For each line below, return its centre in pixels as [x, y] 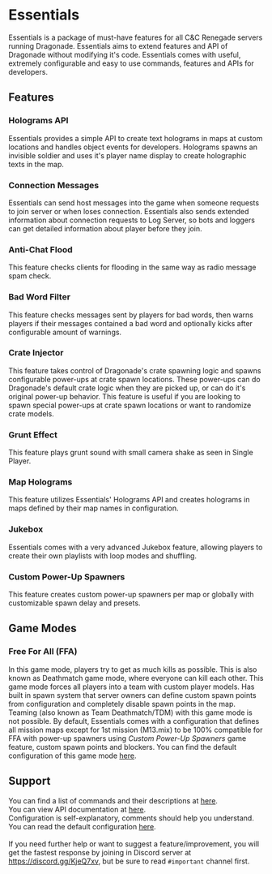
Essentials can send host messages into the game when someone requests [134, 202]
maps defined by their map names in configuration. [94, 508]
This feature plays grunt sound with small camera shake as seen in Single [131, 453]
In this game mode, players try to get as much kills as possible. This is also [133, 669]
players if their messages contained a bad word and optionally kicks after [131, 323]
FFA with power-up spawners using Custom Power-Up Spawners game [127, 738]
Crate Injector [36, 353]
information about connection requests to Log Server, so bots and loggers [132, 220]
